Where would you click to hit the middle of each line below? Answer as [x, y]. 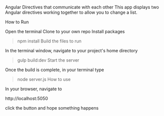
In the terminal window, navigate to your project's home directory [71, 51]
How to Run [17, 22]
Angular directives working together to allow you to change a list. [71, 12]
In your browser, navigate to [34, 89]
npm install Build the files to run [49, 41]
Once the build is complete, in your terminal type [55, 70]
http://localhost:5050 [27, 98]
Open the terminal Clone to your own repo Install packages [65, 31]
